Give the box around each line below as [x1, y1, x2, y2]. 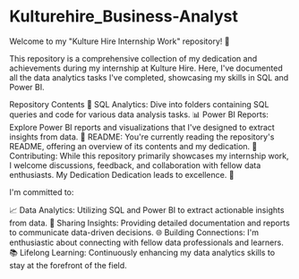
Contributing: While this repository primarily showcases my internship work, [9, 150, 289, 161]
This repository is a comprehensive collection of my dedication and [9, 53, 258, 63]
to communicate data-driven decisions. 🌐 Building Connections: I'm [9, 226, 260, 238]
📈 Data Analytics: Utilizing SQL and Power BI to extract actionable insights [9, 204, 285, 216]
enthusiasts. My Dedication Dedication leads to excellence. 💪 [9, 169, 235, 180]
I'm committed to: [9, 186, 74, 198]
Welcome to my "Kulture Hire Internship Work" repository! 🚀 [9, 36, 230, 46]
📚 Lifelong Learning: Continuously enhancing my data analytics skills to [9, 247, 276, 258]
